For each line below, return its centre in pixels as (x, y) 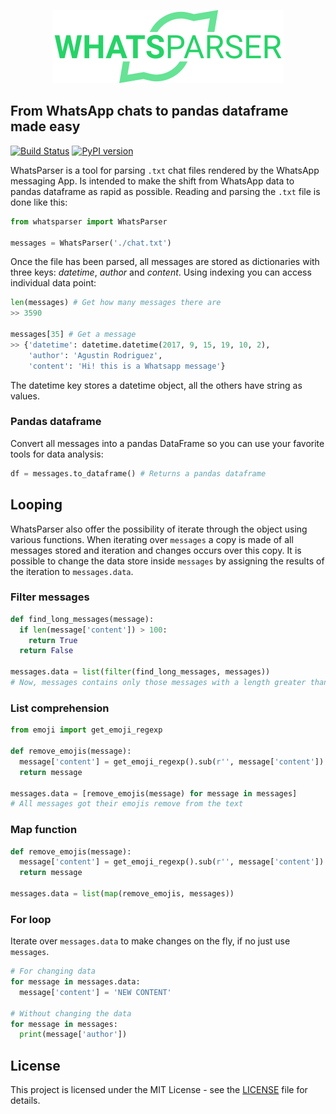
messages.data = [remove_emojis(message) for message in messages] (154, 793)
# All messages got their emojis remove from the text (127, 804)
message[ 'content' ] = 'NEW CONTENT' (95, 992)
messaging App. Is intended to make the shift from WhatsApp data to (152, 181)
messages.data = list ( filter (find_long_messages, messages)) (140, 672)
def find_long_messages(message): (82, 619)
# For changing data (53, 971)
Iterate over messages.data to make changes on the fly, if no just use (150, 941)
